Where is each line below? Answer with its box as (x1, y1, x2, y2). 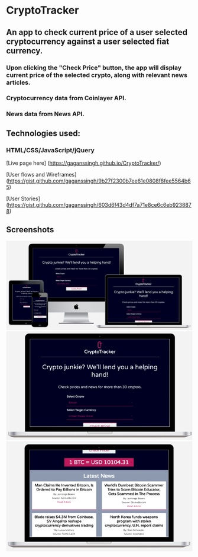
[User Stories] (6, 195, 40, 202)
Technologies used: (6, 128, 81, 138)
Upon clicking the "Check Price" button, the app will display (6, 63, 182, 72)
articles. (6, 78, 31, 87)
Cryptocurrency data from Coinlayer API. (6, 94, 126, 103)
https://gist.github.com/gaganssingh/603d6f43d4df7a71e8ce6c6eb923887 (8, 201, 192, 209)
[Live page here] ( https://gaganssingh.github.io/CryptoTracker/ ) (6, 159, 161, 167)
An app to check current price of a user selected (6, 27, 188, 37)
